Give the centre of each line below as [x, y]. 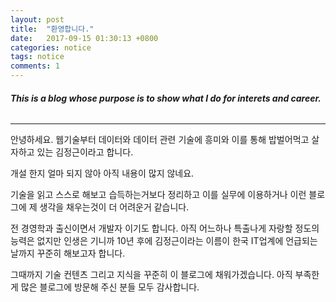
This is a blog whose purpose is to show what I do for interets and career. [166, 98]
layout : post [37, 19]
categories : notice [51, 47]
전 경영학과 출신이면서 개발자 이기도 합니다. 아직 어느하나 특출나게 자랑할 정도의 [165, 228]
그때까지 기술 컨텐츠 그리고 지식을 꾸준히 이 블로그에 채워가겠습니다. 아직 [151, 275]
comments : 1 [35, 66]
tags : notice [37, 57]
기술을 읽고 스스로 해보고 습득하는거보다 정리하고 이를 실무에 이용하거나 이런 [158, 195]
